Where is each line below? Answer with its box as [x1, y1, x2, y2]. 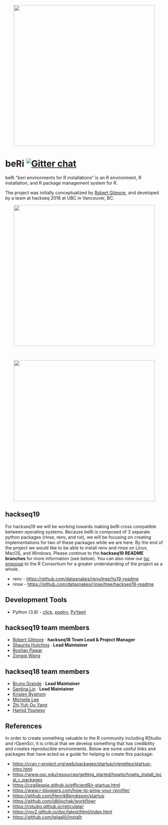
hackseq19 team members [5, 623, 90, 632]
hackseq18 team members [5, 667, 90, 676]
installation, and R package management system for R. [5, 180, 118, 186]
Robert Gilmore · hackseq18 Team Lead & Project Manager [12, 637, 135, 643]
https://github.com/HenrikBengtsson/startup [12, 793, 104, 798]
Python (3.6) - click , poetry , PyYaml [12, 609, 86, 615]
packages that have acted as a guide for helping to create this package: [5, 751, 153, 757]
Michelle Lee [12, 697, 39, 703]
